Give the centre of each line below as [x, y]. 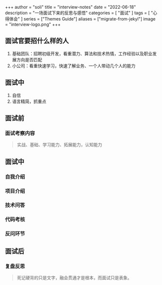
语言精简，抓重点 [29, 101]
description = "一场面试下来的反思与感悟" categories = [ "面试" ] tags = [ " [79, 13]
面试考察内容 [20, 133]
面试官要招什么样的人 [37, 41]
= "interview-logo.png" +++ [33, 24]
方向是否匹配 [29, 59]
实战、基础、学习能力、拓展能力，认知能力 [59, 145]
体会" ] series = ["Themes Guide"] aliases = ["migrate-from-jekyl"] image [82, 19]
